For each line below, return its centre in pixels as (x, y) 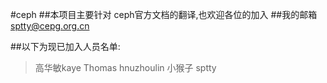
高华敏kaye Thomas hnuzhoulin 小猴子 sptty (125, 67)
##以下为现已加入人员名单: (65, 46)
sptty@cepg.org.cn (50, 26)
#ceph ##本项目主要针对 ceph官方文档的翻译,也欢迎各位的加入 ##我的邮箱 (164, 14)
